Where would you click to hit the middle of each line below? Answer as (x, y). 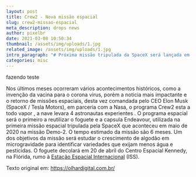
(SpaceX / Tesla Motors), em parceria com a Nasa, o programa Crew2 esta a (98, 107)
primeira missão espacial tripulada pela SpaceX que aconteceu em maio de (97, 126)
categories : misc (27, 60)
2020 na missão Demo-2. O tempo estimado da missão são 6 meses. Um (94, 131)
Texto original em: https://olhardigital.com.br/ (61, 168)
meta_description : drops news (43, 28)
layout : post (22, 11)
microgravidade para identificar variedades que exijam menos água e (90, 144)
